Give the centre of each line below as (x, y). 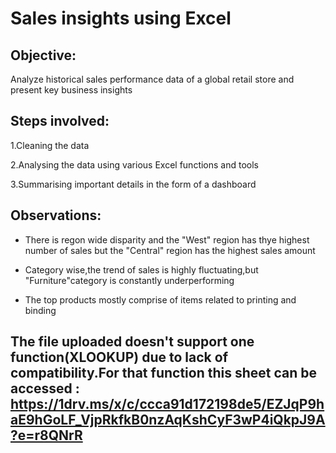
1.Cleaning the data (50, 145)
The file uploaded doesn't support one (132, 342)
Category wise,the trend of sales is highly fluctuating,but (141, 269)
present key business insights (71, 90)
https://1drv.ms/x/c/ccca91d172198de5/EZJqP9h (167, 404)
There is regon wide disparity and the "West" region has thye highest (167, 239)
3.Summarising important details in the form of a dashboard (133, 184)
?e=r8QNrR (46, 435)
